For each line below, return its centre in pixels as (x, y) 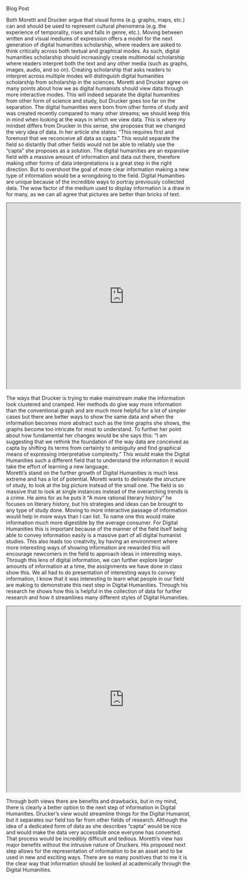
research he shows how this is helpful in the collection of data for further (94, 591)
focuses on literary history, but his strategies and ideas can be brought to (95, 504)
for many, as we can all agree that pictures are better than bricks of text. (93, 194)
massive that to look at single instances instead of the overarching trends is (97, 491)
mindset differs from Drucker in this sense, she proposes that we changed (96, 126)
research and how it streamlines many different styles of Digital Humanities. (97, 597)
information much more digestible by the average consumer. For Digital (92, 522)
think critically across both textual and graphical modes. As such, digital (93, 51)
